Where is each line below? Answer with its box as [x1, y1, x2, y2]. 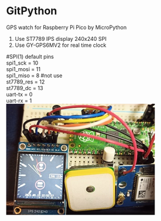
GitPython [6, 4, 58, 18]
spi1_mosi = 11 [6, 65, 40, 72]
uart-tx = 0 [6, 91, 33, 98]
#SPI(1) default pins [6, 53, 54, 60]
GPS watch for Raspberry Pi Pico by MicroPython [6, 24, 127, 31]
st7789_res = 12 [6, 78, 45, 85]
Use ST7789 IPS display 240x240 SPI [14, 35, 107, 42]
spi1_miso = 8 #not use [6, 72, 62, 79]
